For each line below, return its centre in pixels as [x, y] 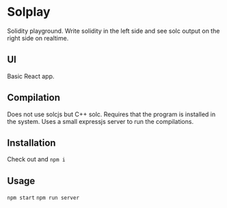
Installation [31, 143]
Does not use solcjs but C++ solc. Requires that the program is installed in [111, 114]
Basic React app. [31, 76]
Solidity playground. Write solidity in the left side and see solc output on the [113, 31]
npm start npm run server [43, 198]
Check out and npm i [36, 159]
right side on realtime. [38, 38]
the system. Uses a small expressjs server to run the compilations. [100, 121]
